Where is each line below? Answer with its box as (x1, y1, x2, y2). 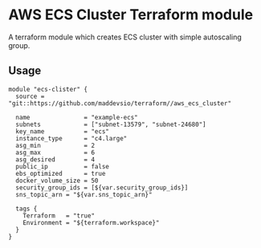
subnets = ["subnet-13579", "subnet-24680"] (15, 120, 206, 128)
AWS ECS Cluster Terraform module (8, 6, 254, 24)
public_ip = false (15, 162, 110, 170)
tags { (15, 205, 38, 213)
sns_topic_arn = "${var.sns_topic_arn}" (15, 190, 153, 198)
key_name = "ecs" (15, 127, 110, 136)
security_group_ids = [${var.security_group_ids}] (15, 183, 189, 192)
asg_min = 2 (15, 141, 95, 149)
